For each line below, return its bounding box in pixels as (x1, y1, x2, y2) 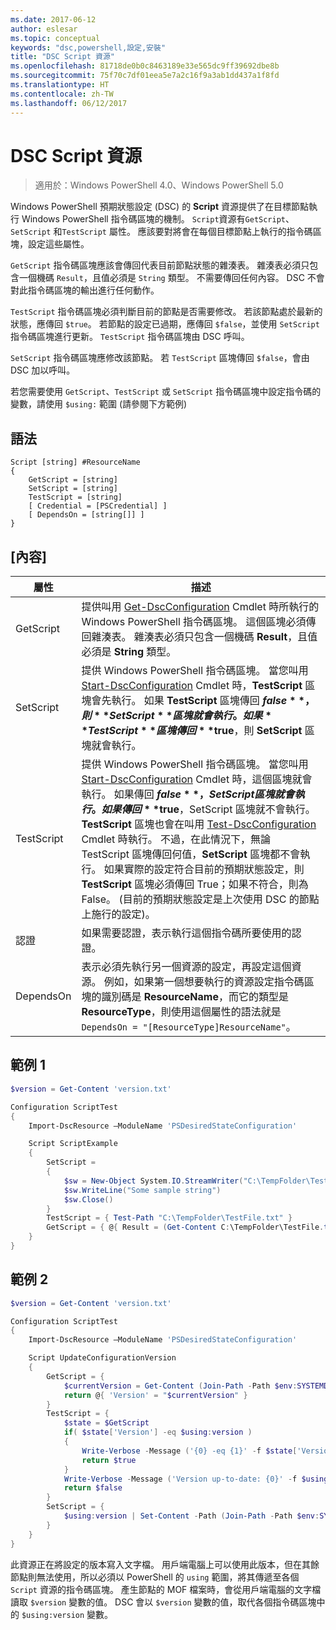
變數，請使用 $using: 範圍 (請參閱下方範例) (10, 398, 188, 410)
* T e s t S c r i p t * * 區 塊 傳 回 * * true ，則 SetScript (81, 724, 303, 738)
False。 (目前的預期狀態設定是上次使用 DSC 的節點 (81, 892, 320, 906)
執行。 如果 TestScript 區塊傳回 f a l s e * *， (111, 694, 315, 708)
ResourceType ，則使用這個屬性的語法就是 (81, 1005, 282, 1019)
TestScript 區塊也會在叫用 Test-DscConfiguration (81, 817, 317, 831)
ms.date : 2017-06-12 (10, 14, 97, 25)
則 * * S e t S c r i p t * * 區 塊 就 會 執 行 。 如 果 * (81, 709, 272, 723)
